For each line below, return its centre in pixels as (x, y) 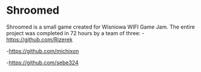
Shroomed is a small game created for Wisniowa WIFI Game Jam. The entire (101, 27)
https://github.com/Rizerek (39, 39)
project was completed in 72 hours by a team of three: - (76, 33)
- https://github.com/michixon (43, 51)
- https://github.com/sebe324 (42, 62)
